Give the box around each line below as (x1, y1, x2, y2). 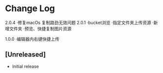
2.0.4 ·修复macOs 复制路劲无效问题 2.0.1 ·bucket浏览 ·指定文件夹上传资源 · (5, 19, 154, 25)
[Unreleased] (5, 51, 46, 59)
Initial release (12, 63, 39, 69)
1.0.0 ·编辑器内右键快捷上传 (5, 36, 60, 42)
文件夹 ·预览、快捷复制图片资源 (9, 25, 72, 32)
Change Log (5, 3, 55, 14)
